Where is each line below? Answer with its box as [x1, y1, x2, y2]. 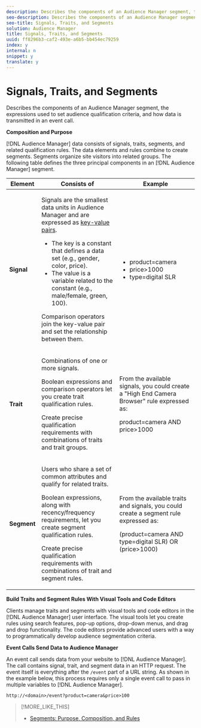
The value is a [51, 269, 91, 278]
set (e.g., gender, [51, 254, 100, 263]
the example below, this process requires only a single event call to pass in [6, 675, 190, 682]
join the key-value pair [41, 320, 105, 328]
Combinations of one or [41, 357, 108, 365]
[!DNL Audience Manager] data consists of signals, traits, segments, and [6, 140, 185, 147]
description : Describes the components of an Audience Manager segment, [6, 8, 191, 15]
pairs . [41, 226, 57, 234]
